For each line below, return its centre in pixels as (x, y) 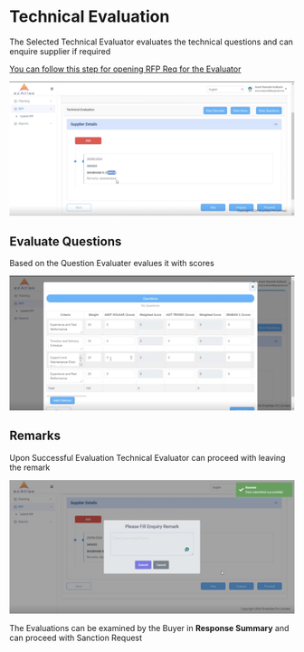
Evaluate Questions (66, 241)
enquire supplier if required (60, 51)
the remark (30, 467)
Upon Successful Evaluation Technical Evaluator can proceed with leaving (147, 457)
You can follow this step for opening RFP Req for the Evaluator (125, 69)
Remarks (35, 436)
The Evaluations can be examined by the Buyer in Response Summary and (149, 628)
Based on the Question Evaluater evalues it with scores (112, 263)
